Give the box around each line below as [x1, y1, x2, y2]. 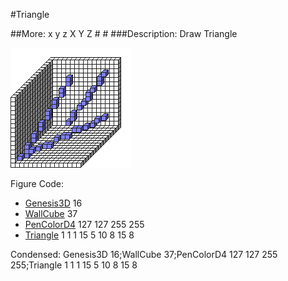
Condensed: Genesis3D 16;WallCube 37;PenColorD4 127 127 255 [10, 249, 278, 260]
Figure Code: [10, 178, 65, 189]
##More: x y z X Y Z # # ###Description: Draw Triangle [10, 28, 238, 39]
